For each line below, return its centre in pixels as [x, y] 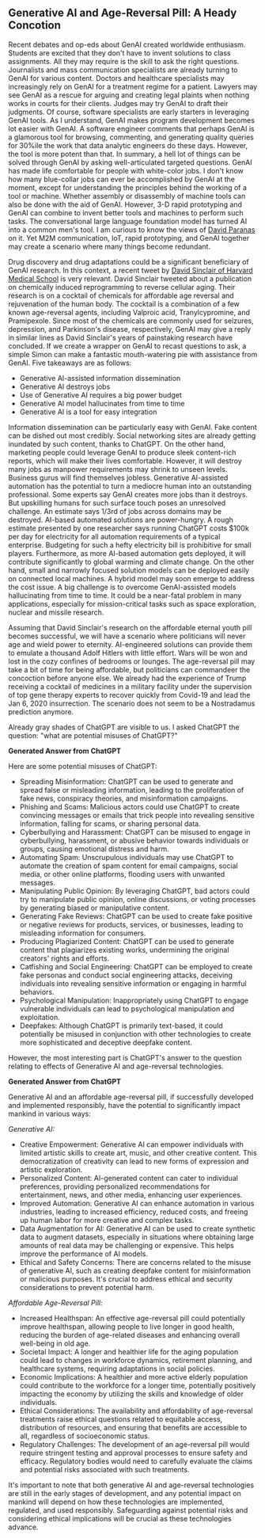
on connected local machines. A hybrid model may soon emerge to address [131, 578]
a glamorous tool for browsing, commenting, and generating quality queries [131, 137]
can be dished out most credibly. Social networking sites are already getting [132, 436]
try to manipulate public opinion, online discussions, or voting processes [138, 899]
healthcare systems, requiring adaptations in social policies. [117, 1369]
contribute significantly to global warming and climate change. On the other [131, 562]
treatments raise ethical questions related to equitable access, [121, 1419]
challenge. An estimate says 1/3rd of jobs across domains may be [115, 511]
